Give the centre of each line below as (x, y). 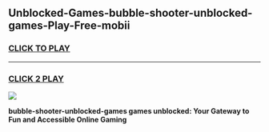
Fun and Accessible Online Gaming (68, 119)
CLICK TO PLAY (39, 49)
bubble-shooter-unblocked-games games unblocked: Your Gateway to (129, 110)
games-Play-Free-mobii (69, 26)
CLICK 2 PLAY (36, 78)
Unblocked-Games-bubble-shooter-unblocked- (130, 13)
